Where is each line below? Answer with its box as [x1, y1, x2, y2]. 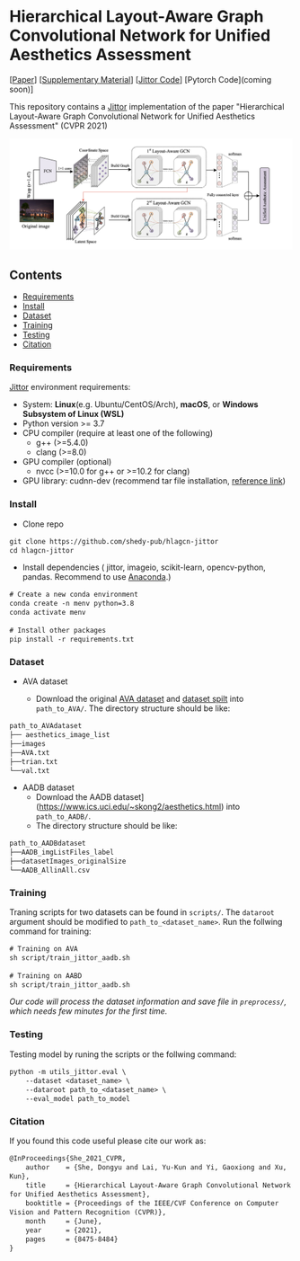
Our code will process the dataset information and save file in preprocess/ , [9, 996, 287, 1008]
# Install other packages [9, 626, 106, 635]
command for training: [9, 926, 92, 937]
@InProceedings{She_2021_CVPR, [9, 1153, 127, 1163]
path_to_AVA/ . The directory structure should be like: [35, 703, 231, 714]
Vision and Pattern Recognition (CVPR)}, [9, 1207, 167, 1217]
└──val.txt [9, 766, 50, 775]
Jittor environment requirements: [9, 382, 131, 393]
